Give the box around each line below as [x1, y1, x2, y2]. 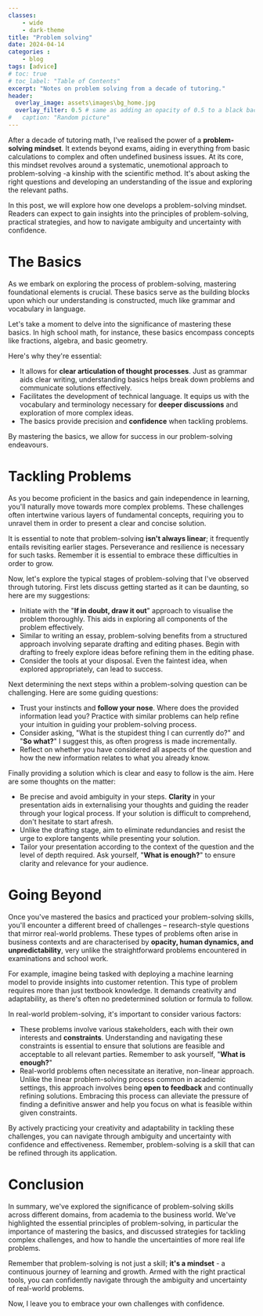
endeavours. [8, 440, 49, 449]
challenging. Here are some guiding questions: [8, 688, 159, 697]
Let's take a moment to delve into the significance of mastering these [8, 319, 232, 328]
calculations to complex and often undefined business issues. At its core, [8, 152, 244, 161]
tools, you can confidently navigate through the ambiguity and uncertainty [8, 1275, 247, 1285]
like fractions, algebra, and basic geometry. [8, 335, 149, 345]
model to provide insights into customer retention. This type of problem [8, 977, 238, 986]
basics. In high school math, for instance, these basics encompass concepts [8, 327, 255, 337]
